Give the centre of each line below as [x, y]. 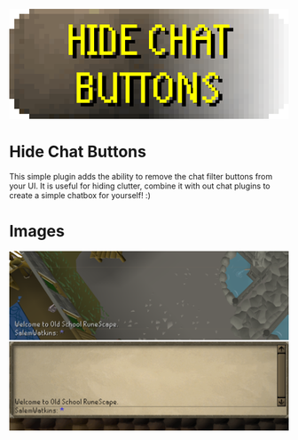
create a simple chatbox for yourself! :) [80, 195]
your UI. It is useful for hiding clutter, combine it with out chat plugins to [140, 186]
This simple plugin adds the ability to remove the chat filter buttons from [141, 176]
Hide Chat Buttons [78, 152]
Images [37, 232]
